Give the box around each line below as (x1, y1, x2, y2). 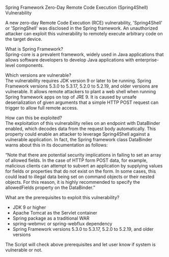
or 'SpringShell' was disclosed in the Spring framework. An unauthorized (5, 25, 158, 31)
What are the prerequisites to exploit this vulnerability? (5, 195, 120, 200)
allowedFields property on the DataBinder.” (5, 184, 96, 190)
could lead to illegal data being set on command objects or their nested (5, 174, 155, 180)
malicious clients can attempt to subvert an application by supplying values (5, 163, 163, 168)
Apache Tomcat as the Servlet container (12, 210, 98, 216)
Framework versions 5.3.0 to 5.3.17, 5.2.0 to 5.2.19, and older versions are (5, 83, 158, 89)
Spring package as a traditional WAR (12, 215, 90, 221)
